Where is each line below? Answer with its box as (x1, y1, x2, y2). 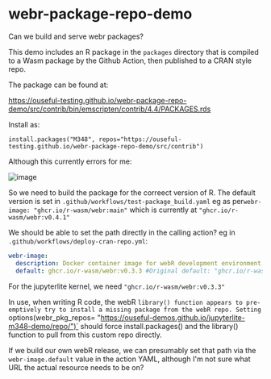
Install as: (8, 119, 40, 129)
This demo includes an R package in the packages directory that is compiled (8, 47, 260, 56)
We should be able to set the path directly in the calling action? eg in (8, 227, 236, 237)
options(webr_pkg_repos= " (8, 312, 101, 323)
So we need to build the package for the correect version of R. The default (8, 187, 256, 198)
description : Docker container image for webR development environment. (15, 259, 265, 267)
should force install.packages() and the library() (80, 321, 239, 331)
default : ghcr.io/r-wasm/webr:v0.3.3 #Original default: (15, 267, 211, 275)
